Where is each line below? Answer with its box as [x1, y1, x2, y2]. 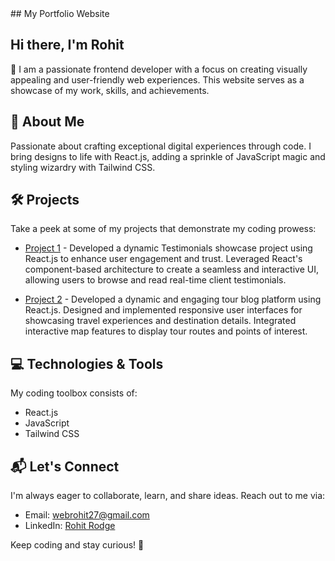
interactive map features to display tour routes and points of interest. [24, 325, 308, 337]
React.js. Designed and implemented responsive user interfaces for [24, 304, 303, 316]
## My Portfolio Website [10, 8, 110, 19]
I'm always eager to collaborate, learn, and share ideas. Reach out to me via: [10, 490, 326, 502]
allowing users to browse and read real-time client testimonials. [24, 274, 287, 286]
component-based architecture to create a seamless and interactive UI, [24, 263, 319, 276]
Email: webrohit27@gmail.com [24, 509, 150, 521]
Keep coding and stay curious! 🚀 [10, 539, 145, 551]
